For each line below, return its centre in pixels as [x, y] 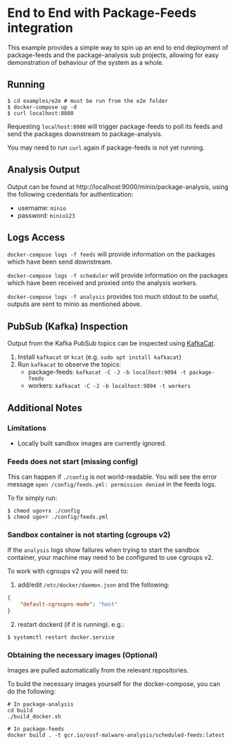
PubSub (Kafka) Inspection [68, 326]
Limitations [27, 428]
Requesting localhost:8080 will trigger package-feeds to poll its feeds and [115, 126]
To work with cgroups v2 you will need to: [68, 571]
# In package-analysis [40, 704]
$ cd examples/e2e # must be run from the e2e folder [88, 101]
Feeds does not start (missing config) [73, 461]
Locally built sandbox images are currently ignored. [92, 443]
